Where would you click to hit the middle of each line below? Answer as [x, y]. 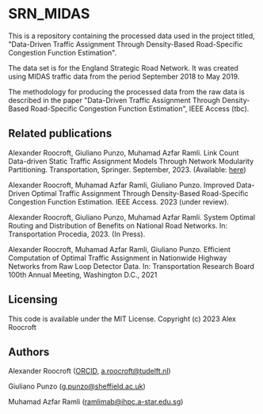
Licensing [33, 299]
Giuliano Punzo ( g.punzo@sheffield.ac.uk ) [77, 386]
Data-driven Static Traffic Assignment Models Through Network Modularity [131, 161]
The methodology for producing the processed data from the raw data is [127, 91]
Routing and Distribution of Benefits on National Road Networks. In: [118, 225]
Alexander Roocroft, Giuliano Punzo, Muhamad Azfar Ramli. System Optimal [132, 217]
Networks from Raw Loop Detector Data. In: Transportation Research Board [131, 266]
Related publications [60, 134]
